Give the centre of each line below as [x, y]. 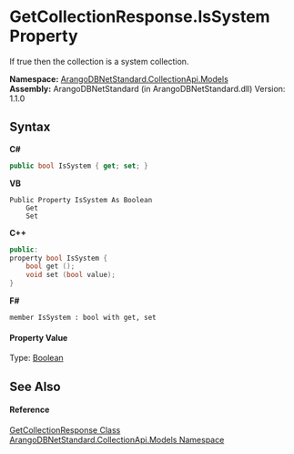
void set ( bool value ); [71, 275]
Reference [30, 410]
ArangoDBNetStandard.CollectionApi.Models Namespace [117, 439]
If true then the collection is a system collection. [99, 61]
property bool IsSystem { [58, 258]
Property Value [39, 337]
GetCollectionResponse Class [65, 429]
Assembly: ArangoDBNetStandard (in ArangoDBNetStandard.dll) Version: [147, 88]
